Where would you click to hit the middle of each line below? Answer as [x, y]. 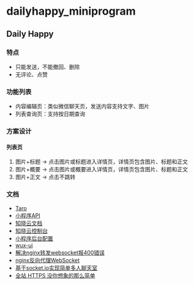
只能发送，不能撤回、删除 [47, 67]
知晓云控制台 [31, 231]
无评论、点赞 [31, 74]
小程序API [28, 215]
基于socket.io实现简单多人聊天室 [56, 268]
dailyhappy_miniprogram [71, 11]
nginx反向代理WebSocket [47, 260]
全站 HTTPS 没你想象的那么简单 [55, 275]
